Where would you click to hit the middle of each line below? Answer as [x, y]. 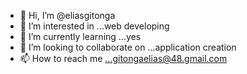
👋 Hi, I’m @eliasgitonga [67, 15]
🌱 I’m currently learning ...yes [80, 36]
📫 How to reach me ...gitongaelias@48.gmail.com [123, 58]
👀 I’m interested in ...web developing [94, 26]
